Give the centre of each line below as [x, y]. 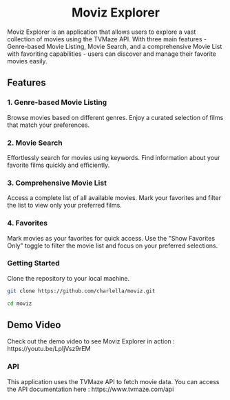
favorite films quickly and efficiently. [59, 165]
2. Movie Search [35, 143]
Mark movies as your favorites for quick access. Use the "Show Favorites [111, 238]
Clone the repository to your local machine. [69, 278]
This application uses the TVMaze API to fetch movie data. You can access [113, 381]
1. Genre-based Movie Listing [57, 103]
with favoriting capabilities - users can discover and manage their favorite [112, 54]
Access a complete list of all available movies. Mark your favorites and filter [114, 198]
